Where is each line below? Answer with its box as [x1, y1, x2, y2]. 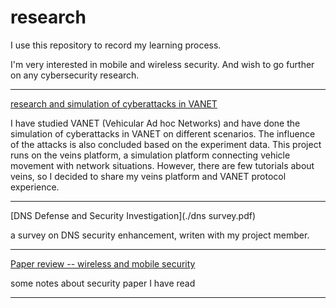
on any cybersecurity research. [10, 69, 140, 81]
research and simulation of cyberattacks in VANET [10, 97, 218, 110]
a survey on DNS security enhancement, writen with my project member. [10, 229, 310, 241]
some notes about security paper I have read [10, 277, 196, 289]
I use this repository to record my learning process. [10, 39, 222, 51]
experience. [10, 181, 60, 193]
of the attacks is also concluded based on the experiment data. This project [10, 138, 322, 150]
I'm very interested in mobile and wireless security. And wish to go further [10, 58, 315, 70]
